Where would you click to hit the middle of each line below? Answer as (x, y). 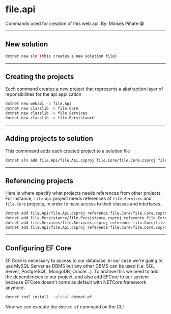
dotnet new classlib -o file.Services (46, 113)
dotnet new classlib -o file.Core (42, 109)
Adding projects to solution (49, 139)
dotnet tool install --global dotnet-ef (49, 297)
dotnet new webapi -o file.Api (38, 104)
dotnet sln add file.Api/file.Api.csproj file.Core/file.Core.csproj (81, 160)
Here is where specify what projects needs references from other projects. (83, 193)
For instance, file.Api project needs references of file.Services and (78, 199)
